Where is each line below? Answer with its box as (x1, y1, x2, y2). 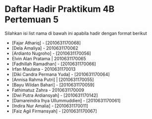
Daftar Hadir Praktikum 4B (4, 3, 115, 15)
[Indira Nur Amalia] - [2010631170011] (11, 103, 89, 109)
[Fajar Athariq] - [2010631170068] (11, 40, 81, 45)
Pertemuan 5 (4, 14, 59, 25)
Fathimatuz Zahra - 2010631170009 (11, 87, 85, 93)
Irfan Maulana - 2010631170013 (11, 66, 76, 72)
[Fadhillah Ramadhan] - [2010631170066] (11, 61, 96, 67)
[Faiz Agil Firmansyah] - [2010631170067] (11, 108, 97, 114)
